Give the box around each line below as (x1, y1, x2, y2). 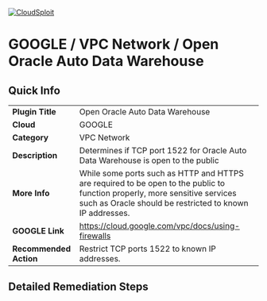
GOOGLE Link (12, 226, 65, 236)
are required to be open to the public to (79, 178, 225, 188)
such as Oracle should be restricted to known (79, 198, 249, 208)
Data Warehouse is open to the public (79, 155, 220, 166)
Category (12, 132, 49, 143)
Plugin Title (12, 106, 57, 117)
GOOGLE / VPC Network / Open (8, 36, 219, 53)
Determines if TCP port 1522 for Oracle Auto (79, 145, 247, 156)
